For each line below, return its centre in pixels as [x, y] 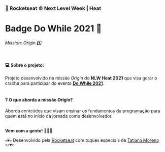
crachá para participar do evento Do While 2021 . [55, 83]
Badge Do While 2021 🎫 [53, 29]
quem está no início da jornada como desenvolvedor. [59, 116]
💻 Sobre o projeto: [25, 65]
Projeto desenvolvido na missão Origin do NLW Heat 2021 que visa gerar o [81, 78]
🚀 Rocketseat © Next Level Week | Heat [53, 8]
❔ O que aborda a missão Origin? [39, 100]
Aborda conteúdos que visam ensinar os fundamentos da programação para [83, 111]
